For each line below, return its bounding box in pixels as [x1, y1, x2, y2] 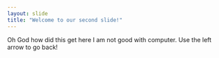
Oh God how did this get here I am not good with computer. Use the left [7, 35, 212, 43]
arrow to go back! [7, 43, 58, 51]
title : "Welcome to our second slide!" [7, 17, 123, 23]
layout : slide [7, 10, 49, 17]
